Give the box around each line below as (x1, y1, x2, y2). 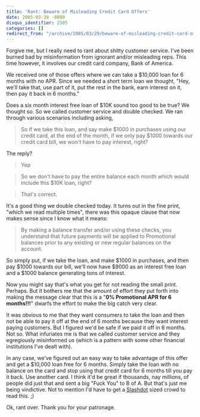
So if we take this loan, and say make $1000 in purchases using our (20, 126, 186, 133)
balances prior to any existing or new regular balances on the (20, 239, 171, 247)
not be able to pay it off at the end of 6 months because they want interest (6, 318, 189, 325)
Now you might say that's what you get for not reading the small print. (6, 281, 177, 288)
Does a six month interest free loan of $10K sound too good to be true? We (6, 102, 190, 109)
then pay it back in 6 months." (6, 90, 80, 97)
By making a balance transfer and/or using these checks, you (20, 226, 171, 233)
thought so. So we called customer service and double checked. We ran (6, 108, 183, 115)
